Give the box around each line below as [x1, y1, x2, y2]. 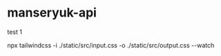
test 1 [7, 28, 23, 36]
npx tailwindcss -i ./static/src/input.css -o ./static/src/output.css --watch [7, 41, 215, 49]
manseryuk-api [7, 5, 97, 21]
